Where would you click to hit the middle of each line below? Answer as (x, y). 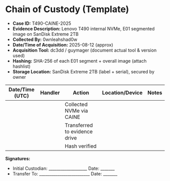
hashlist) (22, 66)
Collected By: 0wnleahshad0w (45, 39)
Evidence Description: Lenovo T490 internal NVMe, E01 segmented (84, 28)
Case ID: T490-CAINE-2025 (42, 23)
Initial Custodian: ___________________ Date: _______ (63, 168)
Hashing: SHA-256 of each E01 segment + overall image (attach (79, 61)
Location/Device (122, 93)
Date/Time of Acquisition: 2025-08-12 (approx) (63, 44)
